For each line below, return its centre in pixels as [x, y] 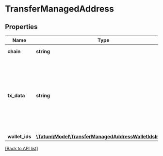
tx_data [16, 95]
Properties [21, 27]
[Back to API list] [22, 149]
